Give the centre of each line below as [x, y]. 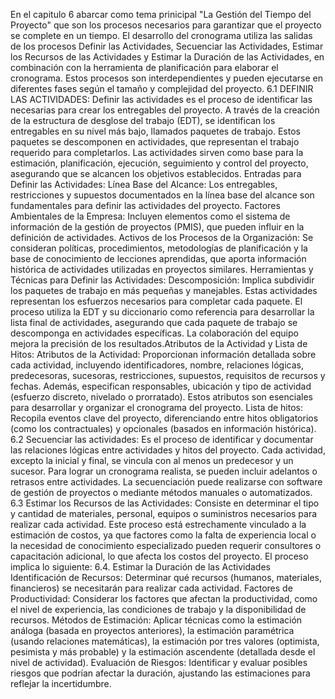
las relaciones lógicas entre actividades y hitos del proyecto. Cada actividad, [168, 450]
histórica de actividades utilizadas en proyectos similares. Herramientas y [162, 269]
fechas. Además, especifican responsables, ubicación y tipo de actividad [161, 386]
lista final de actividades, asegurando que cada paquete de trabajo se [154, 322]
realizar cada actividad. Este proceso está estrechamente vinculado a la [158, 524]
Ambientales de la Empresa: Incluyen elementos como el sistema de [150, 216]
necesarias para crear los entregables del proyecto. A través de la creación [165, 110]
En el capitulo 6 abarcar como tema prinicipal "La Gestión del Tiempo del [161, 14]
